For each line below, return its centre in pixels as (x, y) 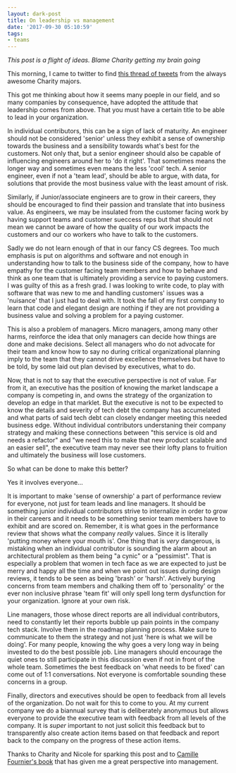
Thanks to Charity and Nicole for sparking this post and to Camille (103, 754)
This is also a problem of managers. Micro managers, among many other (113, 329)
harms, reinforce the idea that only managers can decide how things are (112, 337)
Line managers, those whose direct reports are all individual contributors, (113, 614)
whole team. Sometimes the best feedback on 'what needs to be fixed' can (116, 667)
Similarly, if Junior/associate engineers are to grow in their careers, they (112, 197)
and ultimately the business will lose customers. (77, 455)
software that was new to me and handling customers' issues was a (106, 293)
